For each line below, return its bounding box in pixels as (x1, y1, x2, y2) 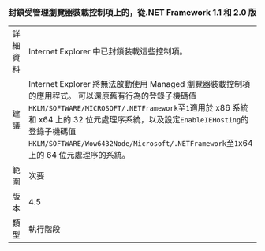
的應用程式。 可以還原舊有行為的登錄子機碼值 (28, 91, 197, 102)
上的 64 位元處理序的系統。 (28, 150, 130, 161)
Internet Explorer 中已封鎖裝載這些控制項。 (28, 46, 188, 57)
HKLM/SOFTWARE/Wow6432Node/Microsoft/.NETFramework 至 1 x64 (28, 138, 253, 149)
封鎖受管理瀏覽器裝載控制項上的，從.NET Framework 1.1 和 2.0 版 (8, 6, 257, 17)
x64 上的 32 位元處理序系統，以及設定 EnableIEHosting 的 (38, 114, 249, 126)
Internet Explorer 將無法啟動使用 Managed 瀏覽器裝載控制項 (28, 79, 251, 90)
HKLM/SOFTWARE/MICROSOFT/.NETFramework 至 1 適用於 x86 (28, 103, 231, 114)
